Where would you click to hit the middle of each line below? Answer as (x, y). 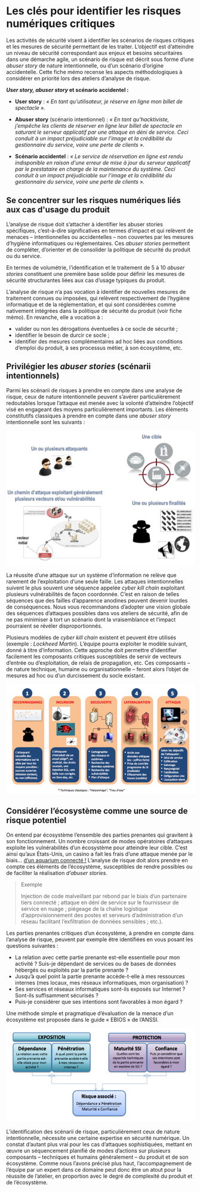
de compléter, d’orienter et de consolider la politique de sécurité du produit (99, 250)
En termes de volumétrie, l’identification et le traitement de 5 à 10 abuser (96, 268)
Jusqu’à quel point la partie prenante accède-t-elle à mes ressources (100, 976)
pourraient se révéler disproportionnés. (54, 626)
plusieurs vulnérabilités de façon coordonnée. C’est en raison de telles (93, 594)
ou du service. (24, 256)
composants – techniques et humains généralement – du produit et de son (98, 1157)
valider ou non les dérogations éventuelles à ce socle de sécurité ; (96, 328)
